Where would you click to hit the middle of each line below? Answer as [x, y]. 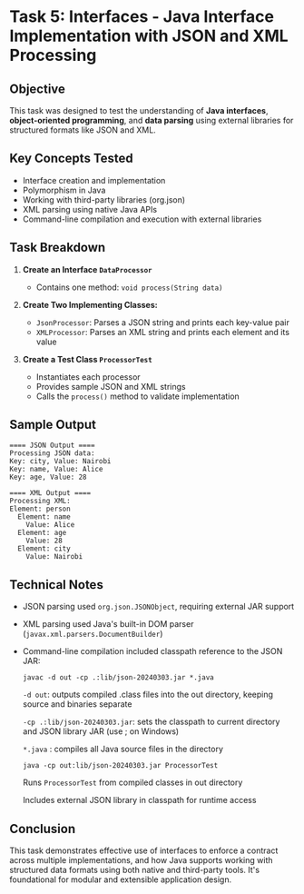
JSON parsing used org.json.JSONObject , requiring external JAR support [158, 607]
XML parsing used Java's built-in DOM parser [108, 624]
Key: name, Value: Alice [56, 470]
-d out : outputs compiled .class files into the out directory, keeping [148, 695]
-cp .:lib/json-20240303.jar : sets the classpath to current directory [151, 722]
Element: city [44, 549]
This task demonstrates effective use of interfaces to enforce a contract [144, 850]
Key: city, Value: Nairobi [60, 462]
